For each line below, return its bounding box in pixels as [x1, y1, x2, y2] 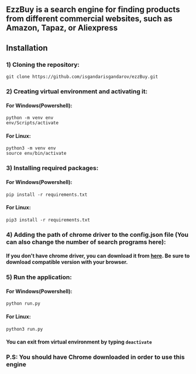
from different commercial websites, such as [6, 14, 173, 24]
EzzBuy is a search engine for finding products [6, 5, 180, 15]
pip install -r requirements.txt [6, 192, 88, 198]
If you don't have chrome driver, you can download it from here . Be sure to [6, 252, 190, 260]
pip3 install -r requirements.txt [6, 217, 91, 223]
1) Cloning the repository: [6, 60, 80, 69]
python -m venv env [6, 115, 54, 121]
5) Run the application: [6, 273, 72, 281]
